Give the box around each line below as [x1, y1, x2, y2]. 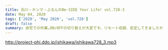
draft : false [5, 21, 32, 26]
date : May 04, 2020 [5, 12, 46, 17]
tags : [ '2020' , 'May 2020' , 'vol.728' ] [5, 16, 88, 21]
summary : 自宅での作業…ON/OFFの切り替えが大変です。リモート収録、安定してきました [5, 26, 160, 31]
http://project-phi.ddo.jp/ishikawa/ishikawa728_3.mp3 [5, 39, 116, 45]
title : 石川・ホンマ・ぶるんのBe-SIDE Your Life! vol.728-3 [5, 7, 125, 12]
